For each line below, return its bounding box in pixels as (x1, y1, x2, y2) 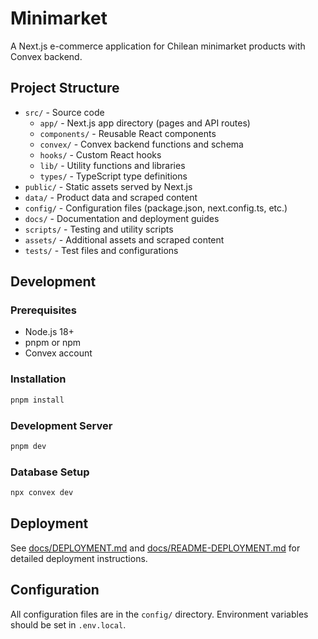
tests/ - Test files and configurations (24, 244, 179, 256)
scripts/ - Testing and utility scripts (24, 223, 174, 235)
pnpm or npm (24, 337, 82, 349)
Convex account (24, 347, 93, 359)
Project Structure (10, 80, 120, 97)
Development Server (10, 418, 113, 432)
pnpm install (10, 395, 65, 405)
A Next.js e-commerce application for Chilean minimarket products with (10, 40, 306, 52)
